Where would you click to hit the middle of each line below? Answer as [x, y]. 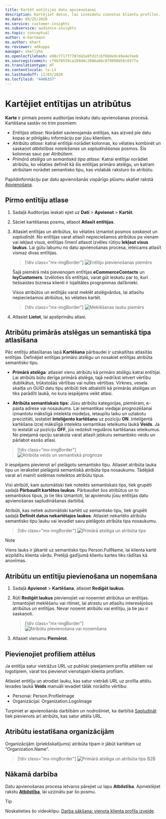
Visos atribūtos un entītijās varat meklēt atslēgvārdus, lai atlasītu [78, 292]
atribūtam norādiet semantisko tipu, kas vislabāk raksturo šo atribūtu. [83, 169]
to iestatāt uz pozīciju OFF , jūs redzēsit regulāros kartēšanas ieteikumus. [86, 430]
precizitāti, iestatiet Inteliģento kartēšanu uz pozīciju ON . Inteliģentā [82, 419]
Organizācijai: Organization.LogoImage [52, 701]
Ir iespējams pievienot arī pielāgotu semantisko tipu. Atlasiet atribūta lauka [81, 465]
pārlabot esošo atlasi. [34, 440]
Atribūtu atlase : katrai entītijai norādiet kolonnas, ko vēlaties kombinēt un [86, 143]
